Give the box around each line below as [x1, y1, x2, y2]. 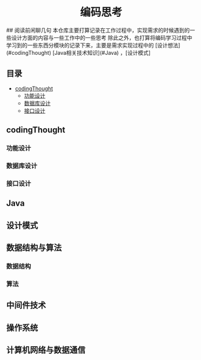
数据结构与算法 [6, 243, 62, 253]
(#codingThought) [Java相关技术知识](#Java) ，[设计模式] [6, 49, 151, 56]
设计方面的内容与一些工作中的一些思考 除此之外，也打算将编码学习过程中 [11, 34, 193, 41]
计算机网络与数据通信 [6, 345, 85, 355]
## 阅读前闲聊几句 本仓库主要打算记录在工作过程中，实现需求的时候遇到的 [6, 26, 190, 34]
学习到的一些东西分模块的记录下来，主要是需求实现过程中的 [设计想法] [6, 42, 181, 49]
